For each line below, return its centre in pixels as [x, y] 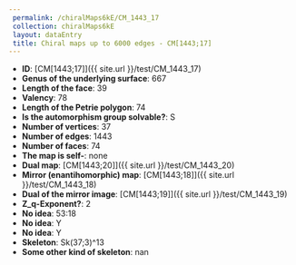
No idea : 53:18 [49, 213]
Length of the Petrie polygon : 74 [84, 108]
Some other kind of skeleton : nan [85, 252]
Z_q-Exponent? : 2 [56, 204]
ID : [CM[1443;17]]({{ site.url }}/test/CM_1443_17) [111, 69]
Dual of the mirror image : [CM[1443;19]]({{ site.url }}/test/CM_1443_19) [154, 194]
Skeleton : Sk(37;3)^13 [63, 242]
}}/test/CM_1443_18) [59, 185]
